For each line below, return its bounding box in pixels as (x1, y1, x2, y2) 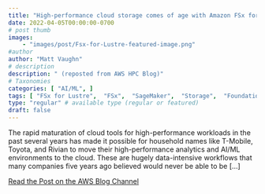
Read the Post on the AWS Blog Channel (8, 177, 140, 185)
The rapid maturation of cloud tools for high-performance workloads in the (8, 128, 251, 137)
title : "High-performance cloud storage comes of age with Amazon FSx (8, 11, 245, 20)
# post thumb (8, 26, 51, 34)
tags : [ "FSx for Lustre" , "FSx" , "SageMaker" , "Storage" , (8, 92, 217, 100)
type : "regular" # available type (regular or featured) (8, 99, 200, 107)
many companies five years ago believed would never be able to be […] (8, 162, 241, 170)
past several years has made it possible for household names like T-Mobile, (8, 137, 254, 145)
